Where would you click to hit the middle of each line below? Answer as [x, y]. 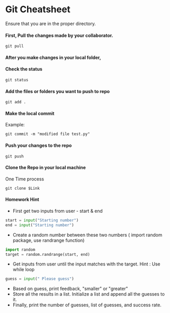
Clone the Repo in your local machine [45, 168]
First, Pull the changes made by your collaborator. [59, 35]
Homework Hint [22, 199]
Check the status [24, 69]
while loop [23, 270]
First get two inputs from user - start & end [58, 211]
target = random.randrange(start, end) [48, 254]
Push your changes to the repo [39, 145]
